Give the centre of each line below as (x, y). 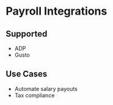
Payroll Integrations (56, 11)
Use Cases (27, 74)
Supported (27, 34)
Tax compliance (35, 95)
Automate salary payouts (46, 89)
